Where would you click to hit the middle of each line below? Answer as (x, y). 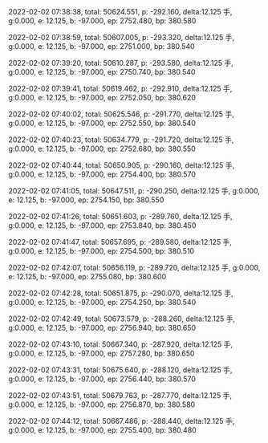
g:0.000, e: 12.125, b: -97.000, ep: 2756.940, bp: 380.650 (102, 328)
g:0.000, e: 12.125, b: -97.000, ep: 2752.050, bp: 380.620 (102, 98)
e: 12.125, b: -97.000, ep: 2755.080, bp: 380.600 (87, 276)
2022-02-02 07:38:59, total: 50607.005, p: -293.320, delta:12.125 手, (122, 37)
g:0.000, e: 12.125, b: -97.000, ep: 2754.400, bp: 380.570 (102, 174)
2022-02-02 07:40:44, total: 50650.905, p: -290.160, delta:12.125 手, (122, 165)
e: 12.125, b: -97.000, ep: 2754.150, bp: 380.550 (86, 200)
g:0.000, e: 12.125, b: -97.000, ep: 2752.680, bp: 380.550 (102, 148)
